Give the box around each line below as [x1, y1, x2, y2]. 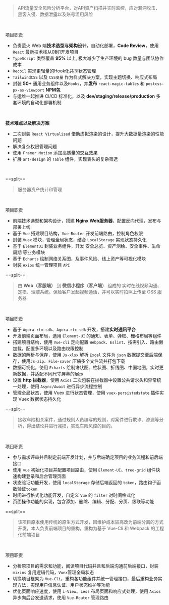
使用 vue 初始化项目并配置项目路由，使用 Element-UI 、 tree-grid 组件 [12, 467, 156, 472]
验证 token [17, 486, 38, 492]
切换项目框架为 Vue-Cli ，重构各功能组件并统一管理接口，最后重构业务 [12, 576, 158, 581]
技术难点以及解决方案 [5, 120, 49, 126]
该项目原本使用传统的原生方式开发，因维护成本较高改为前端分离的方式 [17, 519, 164, 525]
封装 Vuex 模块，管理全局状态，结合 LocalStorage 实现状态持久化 [12, 237, 147, 242]
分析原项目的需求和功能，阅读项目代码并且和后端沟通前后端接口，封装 [12, 563, 159, 569]
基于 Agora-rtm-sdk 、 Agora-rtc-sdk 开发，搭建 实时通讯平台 [12, 326, 136, 332]
